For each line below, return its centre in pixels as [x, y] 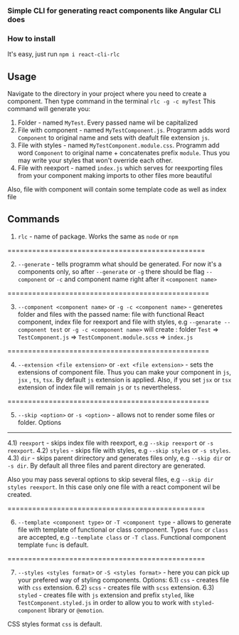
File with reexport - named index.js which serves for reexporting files [120, 168]
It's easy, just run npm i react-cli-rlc [64, 54]
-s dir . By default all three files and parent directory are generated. [107, 466]
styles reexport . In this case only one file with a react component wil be [114, 487]
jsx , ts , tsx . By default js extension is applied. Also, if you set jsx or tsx [124, 379]
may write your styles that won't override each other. [95, 161]
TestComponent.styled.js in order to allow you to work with [104, 602]
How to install [31, 38]
